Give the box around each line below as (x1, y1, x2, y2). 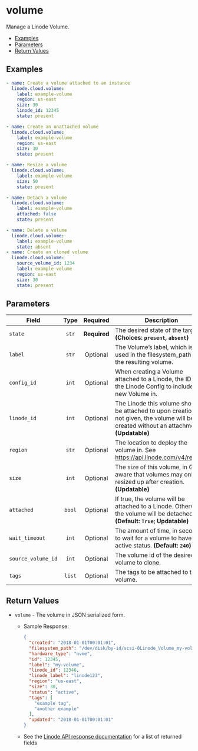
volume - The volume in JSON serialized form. (14, 611, 126, 618)
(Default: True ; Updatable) (114, 517, 189, 526)
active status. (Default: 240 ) (114, 542, 192, 550)
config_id (9, 379, 37, 386)
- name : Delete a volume (6, 227, 67, 233)
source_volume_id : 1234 (16, 260, 75, 266)
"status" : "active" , (28, 689, 80, 695)
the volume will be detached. (114, 510, 195, 518)
